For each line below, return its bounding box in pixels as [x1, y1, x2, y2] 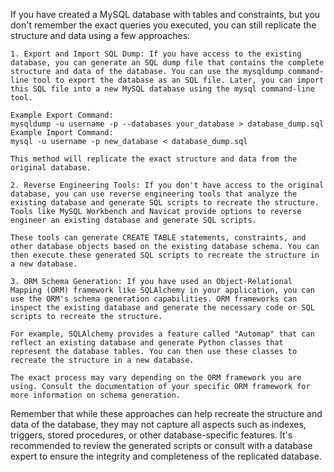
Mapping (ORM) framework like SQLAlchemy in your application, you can [10, 285, 315, 295]
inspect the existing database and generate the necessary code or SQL [10, 303, 315, 313]
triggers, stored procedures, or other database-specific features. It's [10, 429, 293, 441]
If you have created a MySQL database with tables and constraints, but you [10, 9, 321, 20]
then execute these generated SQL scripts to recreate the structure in [10, 250, 320, 260]
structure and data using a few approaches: [10, 30, 191, 41]
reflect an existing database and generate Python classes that [10, 338, 284, 348]
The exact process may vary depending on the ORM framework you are [10, 373, 302, 383]
